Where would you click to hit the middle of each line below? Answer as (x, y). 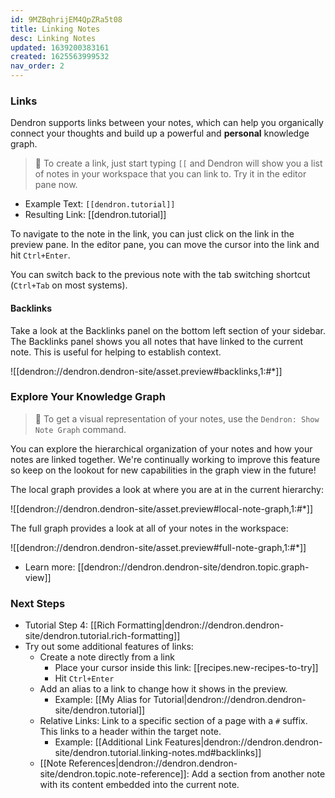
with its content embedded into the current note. (139, 785)
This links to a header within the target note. (130, 732)
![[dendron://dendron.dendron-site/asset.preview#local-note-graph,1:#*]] (162, 508)
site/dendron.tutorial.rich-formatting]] (102, 636)
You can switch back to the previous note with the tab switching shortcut (160, 275)
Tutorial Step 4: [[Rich (69, 625)
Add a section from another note (258, 774)
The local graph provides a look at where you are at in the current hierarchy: (167, 489)
